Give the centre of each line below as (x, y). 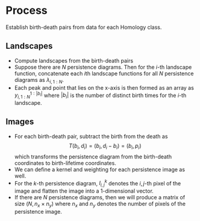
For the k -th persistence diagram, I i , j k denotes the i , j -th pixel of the (98, 183)
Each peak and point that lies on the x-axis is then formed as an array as (104, 87)
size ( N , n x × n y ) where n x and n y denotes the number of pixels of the (100, 204)
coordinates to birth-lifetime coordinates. (65, 163)
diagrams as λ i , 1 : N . (39, 80)
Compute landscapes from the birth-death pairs (74, 60)
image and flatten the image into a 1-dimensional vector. (84, 191)
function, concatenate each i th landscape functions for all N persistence (104, 73)
